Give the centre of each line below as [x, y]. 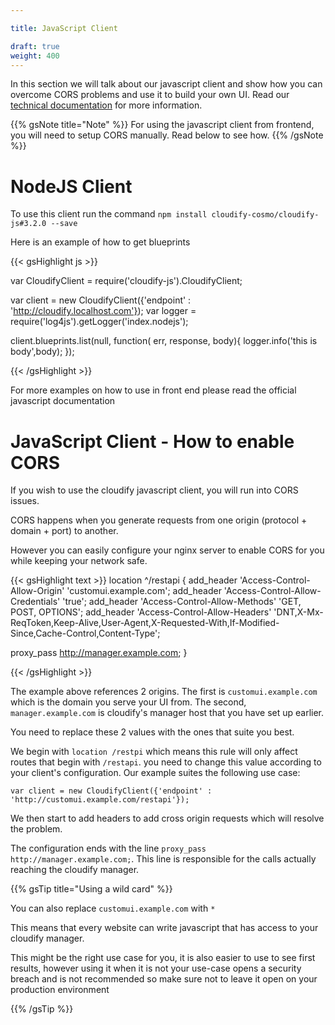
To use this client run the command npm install [109, 214]
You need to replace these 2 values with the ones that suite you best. [152, 732]
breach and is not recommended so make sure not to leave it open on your [164, 979]
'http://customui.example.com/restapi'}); [100, 800]
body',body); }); [42, 352]
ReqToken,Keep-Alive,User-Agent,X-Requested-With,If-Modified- [145, 623]
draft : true [35, 46]
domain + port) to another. [64, 531]
